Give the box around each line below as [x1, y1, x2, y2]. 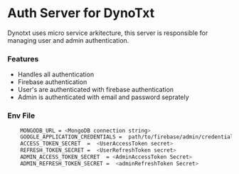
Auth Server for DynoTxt [7, 5, 155, 21]
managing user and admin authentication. [7, 36, 129, 44]
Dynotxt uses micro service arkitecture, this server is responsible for [7, 29, 208, 37]
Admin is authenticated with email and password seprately [17, 93, 190, 101]
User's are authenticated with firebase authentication [17, 86, 174, 94]
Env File [7, 111, 36, 121]
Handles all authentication [17, 70, 95, 79]
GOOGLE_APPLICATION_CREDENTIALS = [20, 133, 122, 140]
